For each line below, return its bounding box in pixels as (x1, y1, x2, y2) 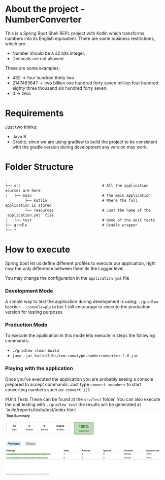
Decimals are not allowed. (12, 55, 65, 61)
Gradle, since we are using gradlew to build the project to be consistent (12, 139, 158, 145)
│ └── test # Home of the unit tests (5, 218, 155, 222)
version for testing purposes (5, 309, 63, 315)
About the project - (5, 3, 85, 15)
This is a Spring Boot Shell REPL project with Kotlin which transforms (5, 30, 145, 36)
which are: (5, 40, 27, 46)
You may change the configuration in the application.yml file (5, 275, 130, 281)
